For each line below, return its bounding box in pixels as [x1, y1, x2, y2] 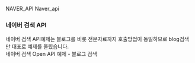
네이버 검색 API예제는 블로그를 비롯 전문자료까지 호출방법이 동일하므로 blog [5, 36, 180, 43]
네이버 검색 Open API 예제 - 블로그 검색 [5, 51, 97, 58]
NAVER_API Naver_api [5, 5, 60, 12]
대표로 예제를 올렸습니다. [11, 43, 69, 50]
